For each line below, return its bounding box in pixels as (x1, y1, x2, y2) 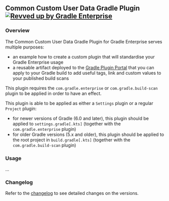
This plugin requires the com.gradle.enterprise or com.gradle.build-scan (5, 85, 158, 91)
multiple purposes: (5, 44, 45, 50)
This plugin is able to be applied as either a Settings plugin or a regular (5, 100, 153, 106)
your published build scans (12, 75, 69, 81)
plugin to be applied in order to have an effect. (5, 90, 102, 96)
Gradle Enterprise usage (12, 59, 64, 65)
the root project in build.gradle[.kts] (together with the (12, 136, 131, 143)
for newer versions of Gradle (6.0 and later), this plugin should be (12, 115, 149, 121)
